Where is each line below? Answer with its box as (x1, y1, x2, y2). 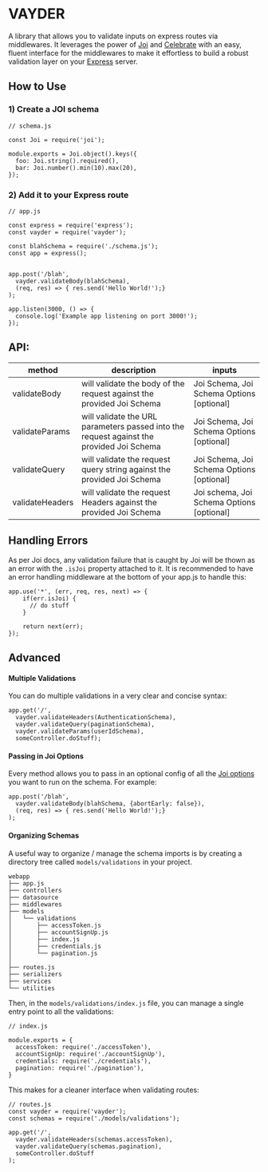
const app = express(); (8, 249, 88, 257)
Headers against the (81, 497, 158, 508)
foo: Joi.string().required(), (15, 156, 120, 164)
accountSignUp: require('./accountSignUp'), (15, 1050, 166, 1058)
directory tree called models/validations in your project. (8, 857, 193, 866)
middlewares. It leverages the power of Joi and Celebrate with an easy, (8, 39, 242, 49)
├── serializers (8, 970, 62, 978)
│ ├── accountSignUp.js (8, 928, 109, 936)
